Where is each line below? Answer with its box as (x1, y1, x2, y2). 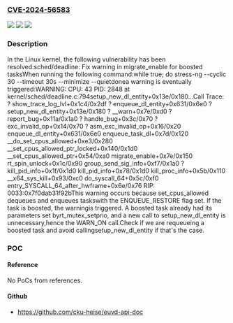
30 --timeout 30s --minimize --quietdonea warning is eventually (7, 77, 192, 85)
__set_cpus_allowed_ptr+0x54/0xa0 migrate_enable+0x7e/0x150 (7, 152, 193, 160)
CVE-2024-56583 (7, 5, 70, 15)
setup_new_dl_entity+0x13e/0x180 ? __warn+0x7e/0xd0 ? (7, 107, 172, 115)
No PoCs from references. (7, 276, 82, 285)
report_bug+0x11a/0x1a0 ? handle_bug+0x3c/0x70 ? (7, 114, 158, 123)
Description (7, 39, 48, 49)
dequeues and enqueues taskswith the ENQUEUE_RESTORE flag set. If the (7, 196, 222, 204)
